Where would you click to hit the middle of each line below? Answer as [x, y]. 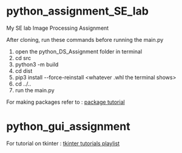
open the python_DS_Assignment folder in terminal [79, 51]
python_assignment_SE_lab [77, 11]
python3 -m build [37, 64]
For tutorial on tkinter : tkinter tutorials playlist [63, 143]
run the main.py [35, 90]
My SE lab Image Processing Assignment [58, 28]
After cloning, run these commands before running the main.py [85, 39]
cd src [23, 58]
